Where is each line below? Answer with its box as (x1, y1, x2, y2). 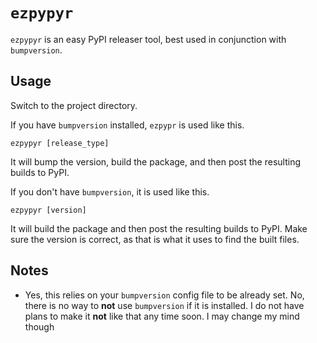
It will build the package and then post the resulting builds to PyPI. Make (10, 222, 308, 234)
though (24, 320, 55, 333)
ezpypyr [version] (10, 205, 87, 215)
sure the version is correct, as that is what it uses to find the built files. (10, 233, 300, 245)
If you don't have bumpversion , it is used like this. (10, 185, 210, 198)
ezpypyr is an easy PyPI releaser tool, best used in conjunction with (10, 33, 287, 45)
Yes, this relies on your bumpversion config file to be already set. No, (24, 289, 305, 301)
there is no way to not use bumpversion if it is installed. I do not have (24, 299, 305, 311)
